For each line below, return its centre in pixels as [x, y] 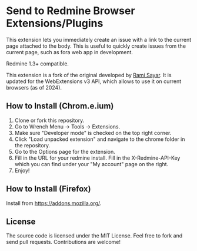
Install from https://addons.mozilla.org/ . [54, 203]
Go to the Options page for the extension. [65, 151]
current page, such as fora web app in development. [70, 52]
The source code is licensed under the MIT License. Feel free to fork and [94, 236]
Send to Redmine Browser [71, 11]
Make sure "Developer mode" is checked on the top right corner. [93, 133]
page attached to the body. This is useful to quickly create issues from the [96, 46]
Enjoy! [22, 170]
